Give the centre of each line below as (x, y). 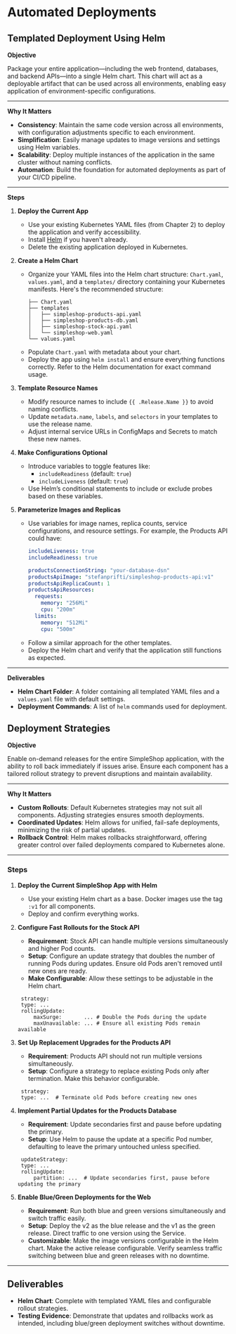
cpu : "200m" (58, 609)
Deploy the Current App (53, 211)
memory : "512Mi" (65, 623)
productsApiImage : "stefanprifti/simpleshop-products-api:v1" (121, 577)
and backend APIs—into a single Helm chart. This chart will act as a (105, 76)
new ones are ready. (58, 971)
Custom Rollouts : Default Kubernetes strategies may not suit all (110, 808)
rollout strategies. (43, 1309)
